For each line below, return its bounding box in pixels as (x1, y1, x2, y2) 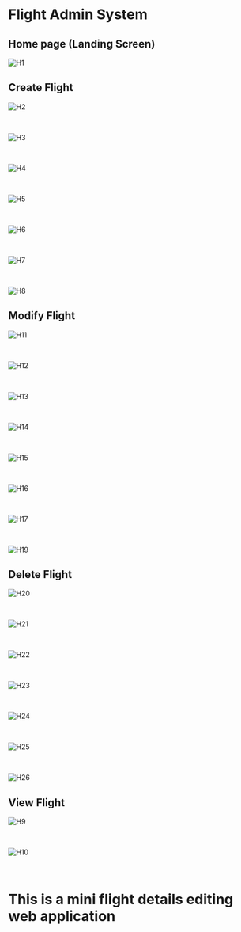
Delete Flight (8, 568, 73, 581)
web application (8, 907, 116, 926)
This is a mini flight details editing (8, 891, 234, 908)
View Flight (8, 796, 66, 809)
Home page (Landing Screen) (8, 37, 156, 51)
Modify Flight (8, 309, 76, 322)
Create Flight (8, 81, 73, 94)
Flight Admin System (8, 6, 148, 24)
